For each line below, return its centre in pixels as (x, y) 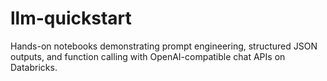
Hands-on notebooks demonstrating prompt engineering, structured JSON (164, 46)
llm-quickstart (71, 18)
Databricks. (34, 67)
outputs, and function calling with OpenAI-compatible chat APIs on (148, 56)
